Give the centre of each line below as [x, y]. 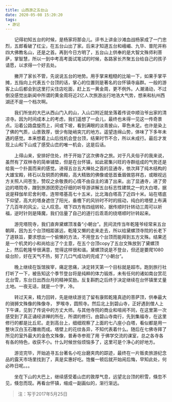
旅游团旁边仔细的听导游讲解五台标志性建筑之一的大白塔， [101, 188]
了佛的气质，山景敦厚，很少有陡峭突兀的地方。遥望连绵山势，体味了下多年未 [86, 132]
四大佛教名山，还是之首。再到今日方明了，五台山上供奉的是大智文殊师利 [81, 52]
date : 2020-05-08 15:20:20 [34, 15]
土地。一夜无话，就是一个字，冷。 [41, 286]
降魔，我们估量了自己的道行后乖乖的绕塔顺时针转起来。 [95, 213]
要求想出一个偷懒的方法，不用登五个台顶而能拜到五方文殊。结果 [95, 237]
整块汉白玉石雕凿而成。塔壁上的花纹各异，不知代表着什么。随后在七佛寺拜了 [86, 329]
